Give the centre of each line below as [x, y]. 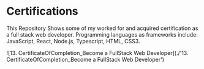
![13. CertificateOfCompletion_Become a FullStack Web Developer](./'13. [97, 53]
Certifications [42, 11]
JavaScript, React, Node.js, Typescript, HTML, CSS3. [73, 41]
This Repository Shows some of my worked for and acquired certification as [102, 28]
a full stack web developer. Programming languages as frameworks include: [102, 34]
